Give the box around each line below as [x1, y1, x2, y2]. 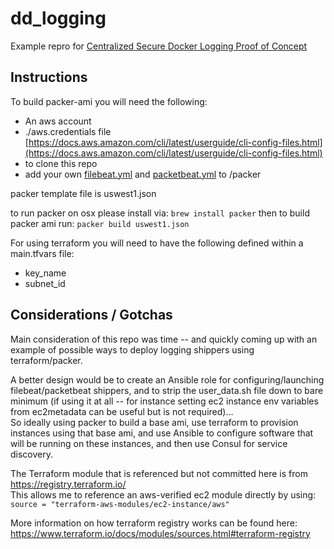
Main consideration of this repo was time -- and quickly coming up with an [10, 333, 318, 345]
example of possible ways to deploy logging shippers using [10, 343, 255, 356]
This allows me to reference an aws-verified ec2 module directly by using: [10, 488, 317, 501]
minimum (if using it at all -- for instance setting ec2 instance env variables [10, 395, 319, 407]
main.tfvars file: [10, 247, 75, 259]
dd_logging [10, 7, 107, 30]
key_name [24, 267, 67, 279]
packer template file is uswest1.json [10, 187, 157, 199]
